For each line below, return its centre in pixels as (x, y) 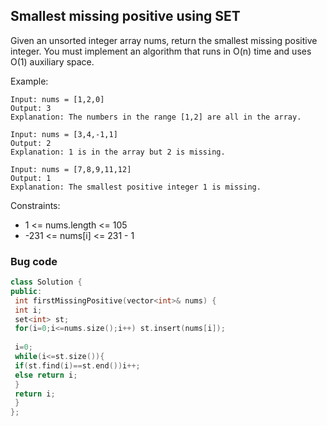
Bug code (34, 261)
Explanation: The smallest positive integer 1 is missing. (136, 187)
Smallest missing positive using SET (125, 16)
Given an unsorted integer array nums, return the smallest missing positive (164, 40)
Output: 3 (31, 108)
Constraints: (35, 205)
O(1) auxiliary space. (52, 61)
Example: (29, 81)
